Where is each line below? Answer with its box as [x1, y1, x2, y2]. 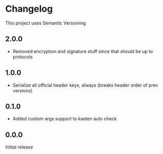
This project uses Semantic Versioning [5, 20, 86, 26]
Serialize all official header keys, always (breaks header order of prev [12, 82, 158, 88]
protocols [12, 54, 33, 60]
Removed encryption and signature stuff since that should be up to [12, 48, 153, 54]
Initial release [5, 144, 33, 150]
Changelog [5, 3, 53, 15]
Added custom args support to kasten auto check [12, 116, 117, 122]
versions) [12, 87, 33, 93]
